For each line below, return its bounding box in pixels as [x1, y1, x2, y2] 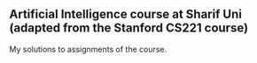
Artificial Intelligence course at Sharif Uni [9, 7, 242, 22]
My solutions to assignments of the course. [9, 44, 167, 54]
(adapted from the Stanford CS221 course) [9, 21, 249, 36]
